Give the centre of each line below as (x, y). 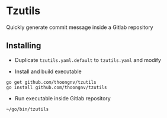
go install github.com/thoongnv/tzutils (57, 87)
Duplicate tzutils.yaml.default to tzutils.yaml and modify (88, 60)
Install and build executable (48, 71)
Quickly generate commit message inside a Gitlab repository (80, 27)
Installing (24, 46)
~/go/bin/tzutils (28, 109)
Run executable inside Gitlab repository (62, 98)
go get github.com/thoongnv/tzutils (51, 82)
